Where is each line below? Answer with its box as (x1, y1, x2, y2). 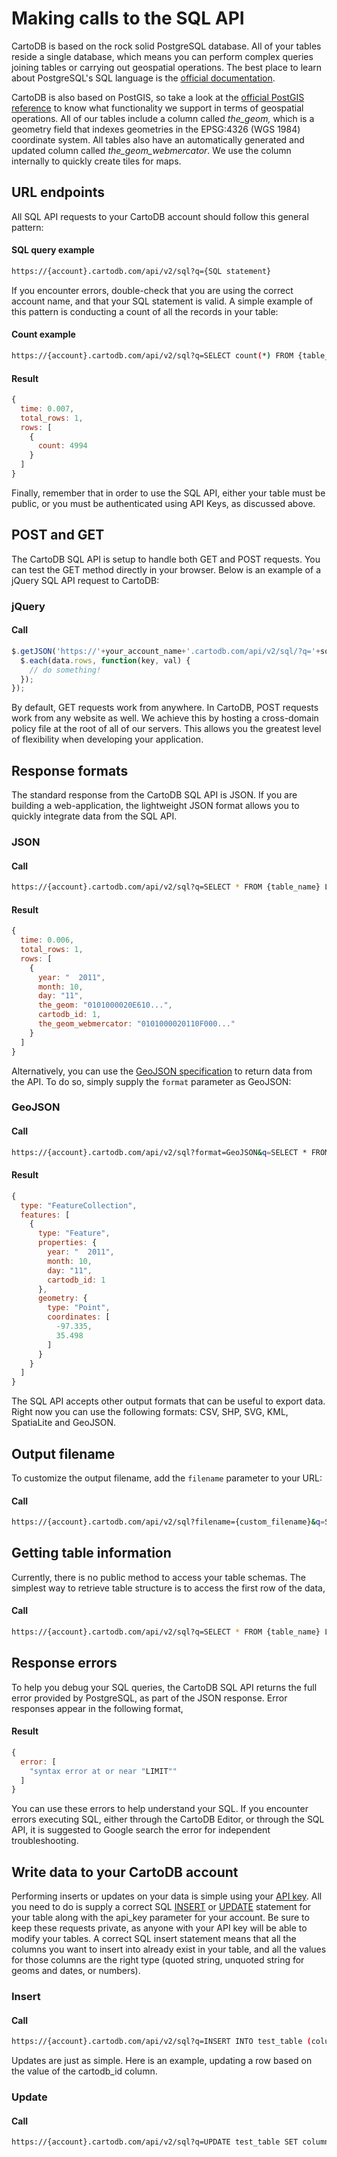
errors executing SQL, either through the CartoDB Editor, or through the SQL (11, 1813, 325, 1826)
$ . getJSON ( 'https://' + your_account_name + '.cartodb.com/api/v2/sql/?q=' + (11, 646, 321, 656)
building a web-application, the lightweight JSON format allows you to (11, 800, 300, 812)
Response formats (11, 762, 129, 779)
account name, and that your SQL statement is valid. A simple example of (11, 295, 314, 307)
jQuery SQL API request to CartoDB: (11, 574, 160, 586)
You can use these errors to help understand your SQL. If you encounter (11, 1803, 309, 1815)
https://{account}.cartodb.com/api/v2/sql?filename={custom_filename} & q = (11, 1517, 326, 1527)
